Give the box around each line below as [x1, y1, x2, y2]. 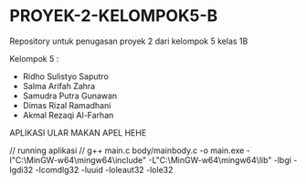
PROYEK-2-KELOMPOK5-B [9, 5, 218, 26]
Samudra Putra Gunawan [22, 90, 118, 101]
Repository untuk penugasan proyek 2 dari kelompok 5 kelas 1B [9, 36, 248, 46]
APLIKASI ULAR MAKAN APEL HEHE [9, 127, 147, 138]
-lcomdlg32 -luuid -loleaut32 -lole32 [35, 164, 174, 175]
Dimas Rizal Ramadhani [22, 99, 111, 110]
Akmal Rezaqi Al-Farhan [22, 109, 114, 120]
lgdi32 [9, 164, 34, 175]
